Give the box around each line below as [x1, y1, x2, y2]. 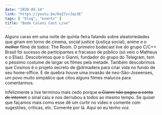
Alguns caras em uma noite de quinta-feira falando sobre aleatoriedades [5, 34, 150, 40]
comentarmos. [5, 80, 34, 86]
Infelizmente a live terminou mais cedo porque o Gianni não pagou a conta [5, 89, 153, 95]
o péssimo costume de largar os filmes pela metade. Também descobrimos [5, 59, 155, 65]
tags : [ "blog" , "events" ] [5, 16, 62, 21]
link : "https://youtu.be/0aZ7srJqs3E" [5, 12, 83, 16]
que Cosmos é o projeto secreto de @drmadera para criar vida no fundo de [5, 65, 156, 71]
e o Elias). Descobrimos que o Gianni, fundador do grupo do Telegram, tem [5, 54, 155, 60]
